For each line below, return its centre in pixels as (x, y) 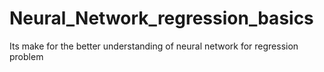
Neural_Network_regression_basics (161, 18)
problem (26, 56)
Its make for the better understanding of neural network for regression (154, 46)
